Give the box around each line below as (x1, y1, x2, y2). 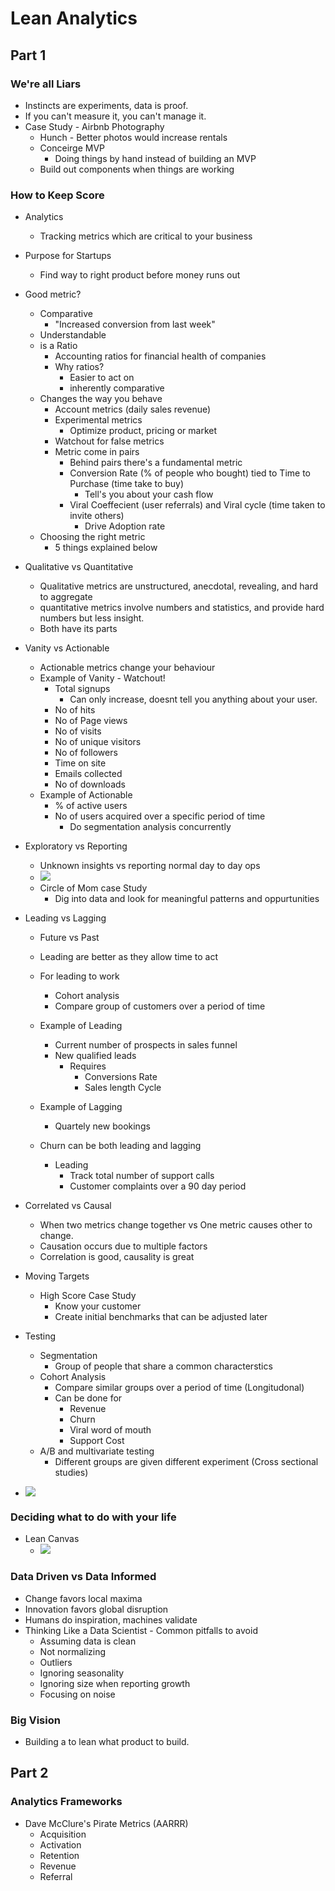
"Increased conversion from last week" (54, 318, 216, 331)
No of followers (54, 747, 118, 759)
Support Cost (69, 1435, 125, 1447)
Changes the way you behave (39, 393, 163, 405)
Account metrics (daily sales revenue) (54, 403, 212, 416)
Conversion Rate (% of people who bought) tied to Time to (69, 467, 311, 479)
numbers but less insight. (39, 612, 145, 624)
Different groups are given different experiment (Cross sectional (54, 1456, 319, 1468)
